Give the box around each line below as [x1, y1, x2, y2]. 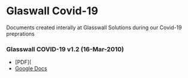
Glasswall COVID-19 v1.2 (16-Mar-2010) [6, 45, 125, 53]
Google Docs [14, 65, 47, 72]
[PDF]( [14, 58, 32, 66]
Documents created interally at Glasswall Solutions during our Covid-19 [6, 24, 182, 31]
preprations [6, 30, 35, 37]
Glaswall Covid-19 [6, 4, 99, 18]
